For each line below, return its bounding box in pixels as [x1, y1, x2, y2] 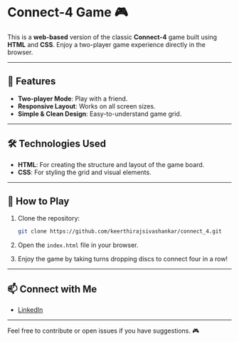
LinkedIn [17, 306, 43, 314]
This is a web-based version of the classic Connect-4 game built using [7, 32, 218, 41]
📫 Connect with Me [7, 283, 97, 295]
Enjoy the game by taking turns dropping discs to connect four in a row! [17, 255, 228, 263]
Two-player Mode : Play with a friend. [17, 94, 128, 103]
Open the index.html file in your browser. [17, 241, 139, 249]
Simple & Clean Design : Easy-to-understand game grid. [17, 109, 182, 118]
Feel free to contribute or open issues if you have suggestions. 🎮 [7, 326, 199, 335]
